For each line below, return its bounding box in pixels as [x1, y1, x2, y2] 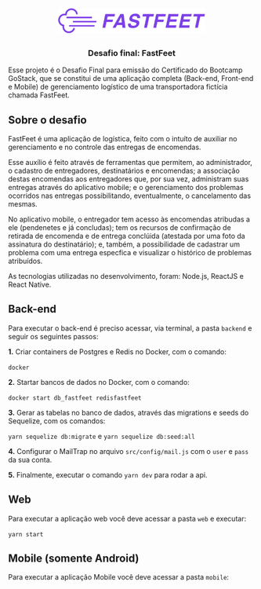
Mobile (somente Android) [8, 552, 140, 565]
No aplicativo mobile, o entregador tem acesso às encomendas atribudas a [8, 214, 251, 224]
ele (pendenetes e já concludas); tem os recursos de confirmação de [8, 223, 231, 232]
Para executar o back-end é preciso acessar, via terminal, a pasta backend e [8, 323, 252, 333]
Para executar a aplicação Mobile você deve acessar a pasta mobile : [8, 573, 230, 582]
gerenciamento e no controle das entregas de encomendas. [8, 142, 201, 152]
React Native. [8, 280, 52, 290]
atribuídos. [8, 256, 43, 266]
